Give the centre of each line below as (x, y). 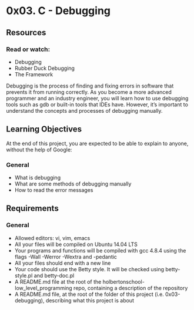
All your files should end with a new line (63, 263)
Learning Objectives (44, 129)
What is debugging (37, 177)
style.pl (24, 275)
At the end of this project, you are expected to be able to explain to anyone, (97, 143)
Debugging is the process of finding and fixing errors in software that (90, 86)
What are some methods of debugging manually (73, 184)
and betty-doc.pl (54, 275)
